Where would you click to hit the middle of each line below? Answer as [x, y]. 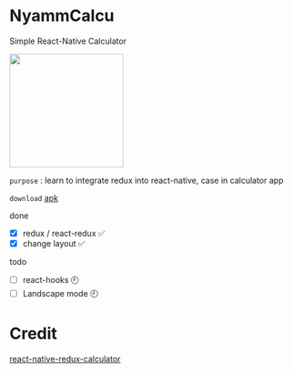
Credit [33, 334]
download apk [34, 197]
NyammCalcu [62, 16]
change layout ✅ [54, 243]
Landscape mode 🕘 [60, 294]
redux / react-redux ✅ [64, 233]
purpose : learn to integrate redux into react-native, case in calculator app [146, 180]
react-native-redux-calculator [65, 359]
